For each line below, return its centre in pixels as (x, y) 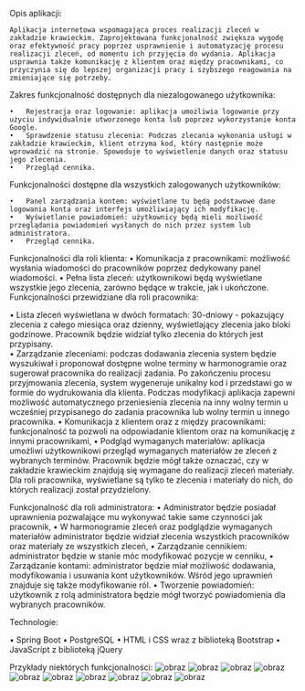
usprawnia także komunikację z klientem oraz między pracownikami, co (147, 62)
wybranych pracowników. (58, 604)
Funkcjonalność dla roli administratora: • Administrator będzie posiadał (143, 507)
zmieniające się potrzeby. (61, 78)
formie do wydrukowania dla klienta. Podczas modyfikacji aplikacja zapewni (152, 393)
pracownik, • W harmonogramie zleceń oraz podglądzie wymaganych (141, 526)
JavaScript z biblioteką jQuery (66, 649)
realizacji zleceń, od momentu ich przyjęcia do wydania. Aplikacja (142, 54)
